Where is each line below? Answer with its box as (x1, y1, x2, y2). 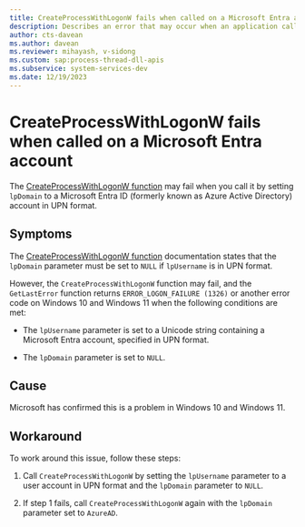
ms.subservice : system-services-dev (9, 65, 148, 74)
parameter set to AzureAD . (22, 507, 118, 519)
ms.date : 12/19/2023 (9, 73, 88, 82)
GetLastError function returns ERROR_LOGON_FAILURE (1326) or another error (9, 288, 290, 299)
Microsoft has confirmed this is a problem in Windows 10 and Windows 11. (9, 402, 286, 413)
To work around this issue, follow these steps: (9, 452, 182, 464)
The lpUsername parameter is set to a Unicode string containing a (22, 324, 265, 335)
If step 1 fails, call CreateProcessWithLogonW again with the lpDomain (22, 498, 272, 509)
